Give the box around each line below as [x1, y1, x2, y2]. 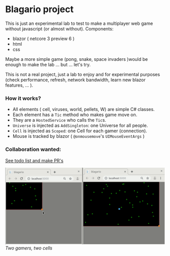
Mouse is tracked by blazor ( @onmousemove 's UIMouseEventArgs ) [12, 133, 145, 139]
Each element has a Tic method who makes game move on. [12, 112, 138, 118]
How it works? [5, 95, 41, 102]
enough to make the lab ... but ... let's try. [5, 61, 91, 67]
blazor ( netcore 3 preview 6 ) [12, 35, 75, 42]
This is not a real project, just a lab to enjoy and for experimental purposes [5, 71, 160, 77]
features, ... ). [5, 82, 33, 88]
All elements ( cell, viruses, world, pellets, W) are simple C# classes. [12, 106, 155, 113]
